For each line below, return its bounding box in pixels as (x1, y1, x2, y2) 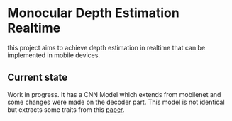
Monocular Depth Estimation (7, 5, 179, 21)
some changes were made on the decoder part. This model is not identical (7, 98, 225, 106)
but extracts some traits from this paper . (7, 105, 125, 114)
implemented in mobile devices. (7, 51, 101, 59)
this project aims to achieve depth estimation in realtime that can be (7, 43, 206, 52)
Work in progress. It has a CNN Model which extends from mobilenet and (7, 90, 221, 98)
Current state (7, 71, 68, 83)
